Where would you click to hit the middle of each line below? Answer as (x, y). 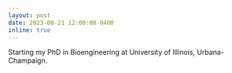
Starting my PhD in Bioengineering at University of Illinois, (101, 53)
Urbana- (210, 53)
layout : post (29, 15)
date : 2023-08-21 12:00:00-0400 (61, 23)
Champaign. (28, 60)
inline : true (29, 30)
